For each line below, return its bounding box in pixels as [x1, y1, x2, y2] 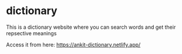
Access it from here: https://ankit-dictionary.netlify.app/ [6, 41, 141, 48]
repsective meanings [6, 29, 57, 36]
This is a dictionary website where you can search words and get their [6, 23, 176, 31]
